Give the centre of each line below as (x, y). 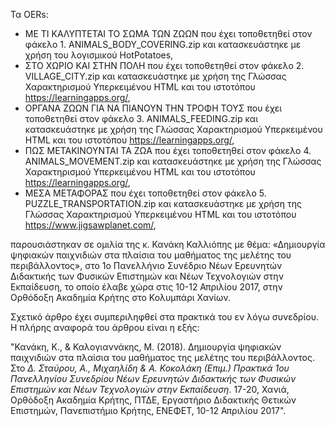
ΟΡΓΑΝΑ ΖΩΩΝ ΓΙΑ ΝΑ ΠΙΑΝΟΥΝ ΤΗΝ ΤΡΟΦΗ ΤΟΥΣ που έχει (153, 108)
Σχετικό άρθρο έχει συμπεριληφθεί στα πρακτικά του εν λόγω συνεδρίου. (164, 317)
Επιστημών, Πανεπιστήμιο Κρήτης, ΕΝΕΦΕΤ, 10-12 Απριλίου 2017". (148, 410)
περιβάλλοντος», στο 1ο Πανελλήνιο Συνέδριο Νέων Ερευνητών (146, 265)
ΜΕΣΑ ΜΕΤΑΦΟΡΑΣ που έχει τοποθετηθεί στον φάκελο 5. (145, 193)
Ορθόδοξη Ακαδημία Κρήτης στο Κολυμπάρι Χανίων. (120, 297)
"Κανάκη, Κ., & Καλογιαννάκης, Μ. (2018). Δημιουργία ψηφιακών (146, 347)
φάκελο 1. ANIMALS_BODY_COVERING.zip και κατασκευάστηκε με (163, 44)
